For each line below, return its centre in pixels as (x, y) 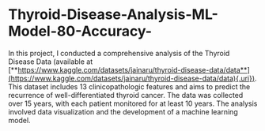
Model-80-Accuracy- (80, 31)
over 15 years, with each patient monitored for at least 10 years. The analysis (133, 103)
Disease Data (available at (51, 62)
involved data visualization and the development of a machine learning (123, 111)
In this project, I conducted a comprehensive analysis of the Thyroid (119, 53)
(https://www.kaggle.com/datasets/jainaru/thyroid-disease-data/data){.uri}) (132, 78)
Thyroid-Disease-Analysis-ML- (114, 15)
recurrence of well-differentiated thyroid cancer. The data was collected (126, 95)
